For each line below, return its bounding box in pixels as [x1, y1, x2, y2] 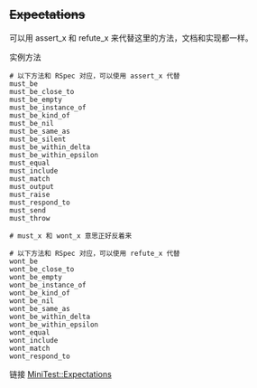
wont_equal [9, 327, 50, 337]
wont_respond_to [9, 352, 70, 361]
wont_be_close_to [9, 264, 75, 274]
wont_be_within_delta [9, 312, 91, 321]
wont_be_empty [9, 272, 63, 281]
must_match [9, 174, 50, 184]
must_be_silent [9, 135, 67, 144]
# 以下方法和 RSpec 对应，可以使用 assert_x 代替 [9, 71, 180, 80]
